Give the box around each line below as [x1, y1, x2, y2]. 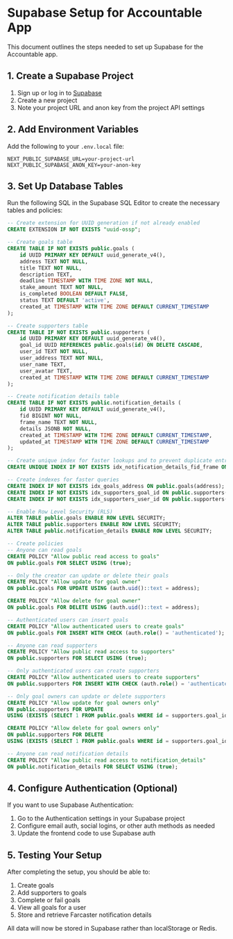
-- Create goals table [7, 238, 73, 246]
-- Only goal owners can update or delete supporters [7, 693, 166, 700]
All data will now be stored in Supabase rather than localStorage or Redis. [7, 924, 217, 933]
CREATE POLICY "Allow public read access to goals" [7, 553, 159, 560]
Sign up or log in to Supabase [17, 88, 102, 97]
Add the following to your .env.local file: [7, 142, 125, 150]
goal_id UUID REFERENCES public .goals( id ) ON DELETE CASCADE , [19, 342, 203, 349]
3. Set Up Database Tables [7, 180, 123, 192]
